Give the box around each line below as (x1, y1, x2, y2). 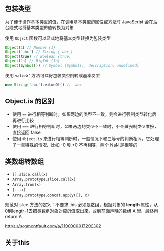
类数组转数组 (5, 157, 44, 166)
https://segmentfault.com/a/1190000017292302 (5, 223, 102, 229)
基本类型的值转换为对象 (26, 25, 74, 30)
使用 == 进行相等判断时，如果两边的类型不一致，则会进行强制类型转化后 (12, 111, 157, 117)
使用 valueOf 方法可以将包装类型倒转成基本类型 (5, 73, 100, 78)
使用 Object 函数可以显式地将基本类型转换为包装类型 (5, 35, 111, 41)
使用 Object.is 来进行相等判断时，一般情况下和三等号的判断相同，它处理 (12, 135, 159, 141)
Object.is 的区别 (5, 97, 55, 105)
